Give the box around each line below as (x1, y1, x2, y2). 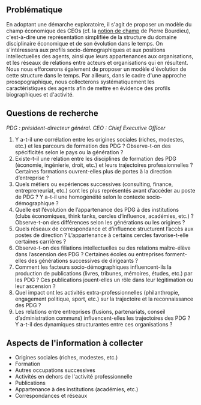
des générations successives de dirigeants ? (28, 257, 139, 264)
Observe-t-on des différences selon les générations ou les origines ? (14, 218, 185, 226)
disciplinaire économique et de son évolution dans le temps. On (6, 40, 163, 47)
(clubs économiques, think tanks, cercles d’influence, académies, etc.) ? (14, 212, 194, 220)
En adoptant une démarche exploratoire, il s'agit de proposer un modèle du (6, 20, 192, 28)
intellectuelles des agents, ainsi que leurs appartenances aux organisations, (6, 52, 194, 59)
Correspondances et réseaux (14, 392, 88, 400)
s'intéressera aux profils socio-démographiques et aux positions (6, 46, 166, 53)
